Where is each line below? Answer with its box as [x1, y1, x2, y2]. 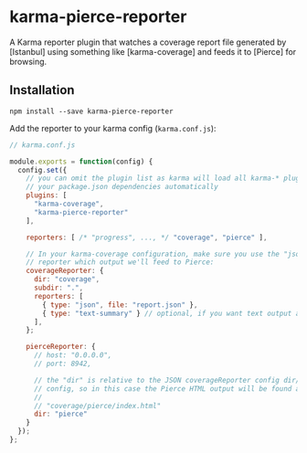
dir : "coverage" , [33, 275, 101, 284]
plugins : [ [26, 191, 68, 200]
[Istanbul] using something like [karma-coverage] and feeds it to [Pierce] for [9, 46, 297, 57]
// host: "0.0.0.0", [33, 351, 112, 360]
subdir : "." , [33, 283, 84, 292]
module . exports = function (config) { [9, 157, 153, 166]
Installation [9, 82, 75, 98]
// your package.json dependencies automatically [26, 183, 219, 192]
